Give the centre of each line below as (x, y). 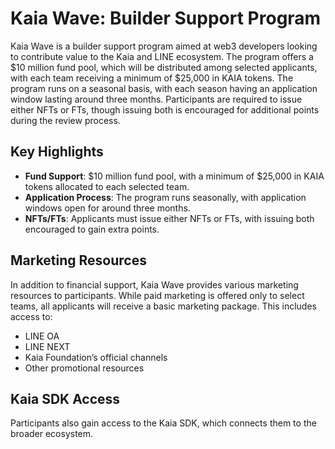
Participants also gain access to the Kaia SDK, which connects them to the (163, 423)
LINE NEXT (47, 346)
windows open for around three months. (107, 208)
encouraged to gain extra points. (92, 229)
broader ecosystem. (52, 434)
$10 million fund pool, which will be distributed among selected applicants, (164, 67)
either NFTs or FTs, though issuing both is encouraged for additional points (165, 109)
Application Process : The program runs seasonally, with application (165, 197)
